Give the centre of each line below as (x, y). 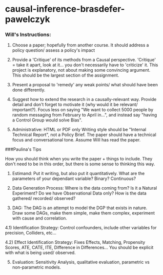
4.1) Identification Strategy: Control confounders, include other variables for (81, 228)
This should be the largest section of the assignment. (66, 75)
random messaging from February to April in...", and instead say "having (84, 115)
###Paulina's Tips (23, 149)
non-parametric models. (36, 267)
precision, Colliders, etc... (31, 233)
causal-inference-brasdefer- (65, 9)
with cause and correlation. (40, 218)
